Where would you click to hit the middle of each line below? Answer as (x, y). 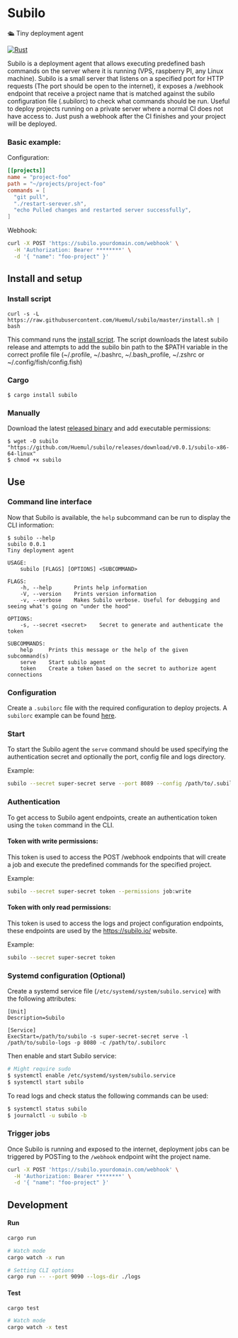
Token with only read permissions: (59, 908)
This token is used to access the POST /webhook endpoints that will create (117, 856)
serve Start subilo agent (63, 662)
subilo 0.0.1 (27, 544)
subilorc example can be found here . (62, 716)
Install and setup (45, 279)
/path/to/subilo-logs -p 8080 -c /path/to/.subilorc (87, 1043)
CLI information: (31, 525)
